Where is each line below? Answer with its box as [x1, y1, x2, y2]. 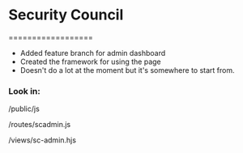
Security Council [8, 6, 124, 24]
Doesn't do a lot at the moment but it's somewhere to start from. [19, 65, 235, 74]
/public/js [8, 104, 40, 114]
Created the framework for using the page [19, 57, 161, 66]
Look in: [8, 85, 40, 96]
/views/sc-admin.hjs [8, 135, 77, 145]
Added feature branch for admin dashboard [19, 48, 166, 57]
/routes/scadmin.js [8, 120, 71, 130]
